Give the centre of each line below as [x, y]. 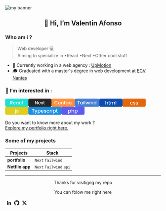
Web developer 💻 [36, 48]
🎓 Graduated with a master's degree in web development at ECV [79, 71]
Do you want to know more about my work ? [50, 123]
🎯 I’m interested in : [29, 90]
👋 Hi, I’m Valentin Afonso [83, 23]
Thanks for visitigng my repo [83, 182]
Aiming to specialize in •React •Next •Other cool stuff [72, 55]
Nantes [20, 78]
